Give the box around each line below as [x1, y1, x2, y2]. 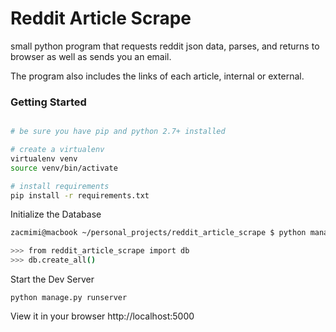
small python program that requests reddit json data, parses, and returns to [10, 40, 320, 52]
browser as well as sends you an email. [10, 50, 172, 62]
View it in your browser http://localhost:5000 [10, 310, 195, 322]
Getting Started [10, 95, 87, 109]
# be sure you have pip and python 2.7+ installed [10, 127, 226, 137]
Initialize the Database [10, 208, 102, 221]
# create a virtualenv [10, 145, 105, 155]
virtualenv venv [10, 153, 78, 164]
